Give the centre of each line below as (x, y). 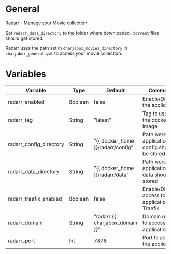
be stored (154, 153)
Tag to (150, 114)
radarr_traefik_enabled (35, 199)
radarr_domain (25, 223)
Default (116, 90)
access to (154, 195)
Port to (150, 237)
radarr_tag (20, 120)
